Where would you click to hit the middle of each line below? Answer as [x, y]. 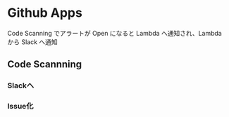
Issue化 [20, 106]
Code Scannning [45, 64]
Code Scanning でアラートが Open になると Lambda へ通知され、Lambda [114, 33]
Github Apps [45, 13]
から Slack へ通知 [32, 42]
